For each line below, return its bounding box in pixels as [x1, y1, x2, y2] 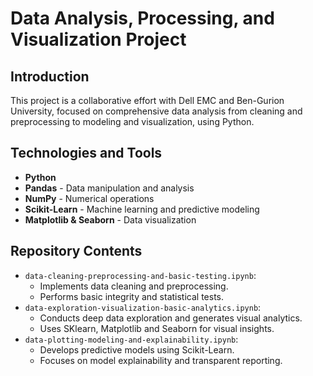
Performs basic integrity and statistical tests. [39, 290, 225, 302]
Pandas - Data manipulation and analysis [24, 182, 195, 194]
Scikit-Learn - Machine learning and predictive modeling [24, 203, 260, 215]
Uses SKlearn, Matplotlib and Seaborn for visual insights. [39, 322, 275, 334]
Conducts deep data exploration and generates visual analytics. [39, 312, 303, 324]
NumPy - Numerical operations [24, 192, 155, 204]
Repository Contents [10, 243, 143, 260]
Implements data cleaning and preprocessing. [39, 280, 229, 292]
